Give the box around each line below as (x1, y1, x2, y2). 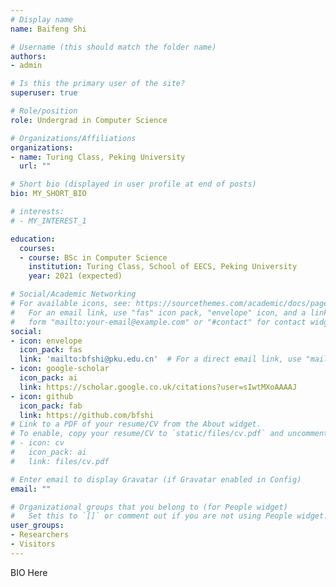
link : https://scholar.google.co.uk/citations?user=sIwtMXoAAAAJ (19, 382, 298, 392)
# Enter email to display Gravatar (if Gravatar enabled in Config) (10, 474, 302, 485)
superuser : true (10, 88, 78, 98)
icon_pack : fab (19, 401, 83, 411)
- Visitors (10, 539, 56, 549)
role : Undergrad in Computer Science (10, 115, 168, 125)
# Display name (10, 14, 74, 25)
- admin (10, 61, 43, 71)
